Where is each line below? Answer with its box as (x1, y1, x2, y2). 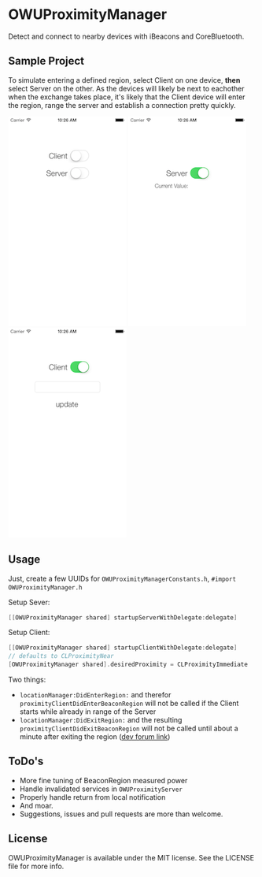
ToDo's (8, 755, 44, 768)
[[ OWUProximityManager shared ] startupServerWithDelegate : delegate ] (8, 613, 238, 622)
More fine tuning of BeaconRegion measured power (19, 775, 188, 785)
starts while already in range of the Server (19, 707, 157, 716)
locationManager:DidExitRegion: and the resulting (19, 715, 183, 725)
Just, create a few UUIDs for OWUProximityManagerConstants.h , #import (8, 574, 237, 583)
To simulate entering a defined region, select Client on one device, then (8, 75, 241, 84)
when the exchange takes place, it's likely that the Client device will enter (8, 92, 245, 102)
